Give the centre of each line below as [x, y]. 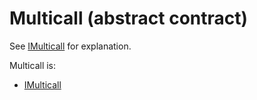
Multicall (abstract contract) [129, 18]
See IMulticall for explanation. [70, 46]
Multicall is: [33, 65]
